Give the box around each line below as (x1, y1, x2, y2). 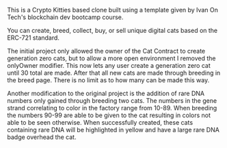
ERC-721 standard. (7, 34, 60, 42)
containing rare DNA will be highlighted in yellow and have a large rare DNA (7, 126, 220, 134)
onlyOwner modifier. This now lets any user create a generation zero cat (7, 62, 211, 69)
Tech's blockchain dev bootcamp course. (7, 13, 124, 21)
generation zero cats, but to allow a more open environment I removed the (7, 54, 216, 62)
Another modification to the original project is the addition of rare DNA (7, 89, 205, 97)
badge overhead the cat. (7, 133, 77, 141)
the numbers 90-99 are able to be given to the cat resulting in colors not (7, 111, 211, 119)
